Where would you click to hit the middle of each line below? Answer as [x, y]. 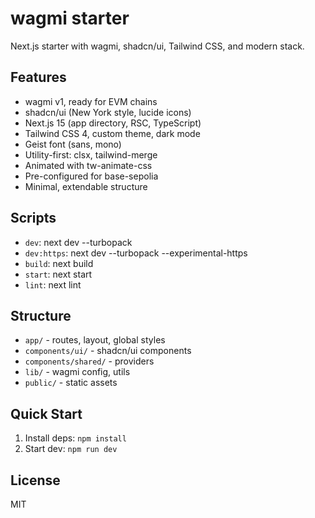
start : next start [58, 274]
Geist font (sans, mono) [73, 144]
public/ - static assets [71, 383]
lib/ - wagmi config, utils [77, 372]
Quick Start [46, 413]
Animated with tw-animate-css [88, 165]
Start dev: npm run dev [71, 449]
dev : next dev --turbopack [78, 242]
